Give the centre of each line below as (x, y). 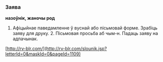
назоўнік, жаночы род (30, 18)
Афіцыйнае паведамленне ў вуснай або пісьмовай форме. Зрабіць (85, 28)
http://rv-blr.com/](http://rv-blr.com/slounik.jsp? (57, 49)
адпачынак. (25, 39)
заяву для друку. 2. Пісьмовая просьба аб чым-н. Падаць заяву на (85, 34)
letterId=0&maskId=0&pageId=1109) (43, 54)
